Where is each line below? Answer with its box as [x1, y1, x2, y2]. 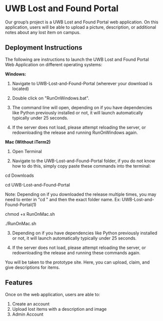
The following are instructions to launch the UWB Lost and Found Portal [5, 57, 149, 62]
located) [12, 86, 29, 92]
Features [5, 279, 33, 287]
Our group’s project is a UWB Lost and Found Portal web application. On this [5, 19, 159, 25]
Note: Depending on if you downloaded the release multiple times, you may [5, 191, 157, 197]
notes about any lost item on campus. [5, 29, 81, 35]
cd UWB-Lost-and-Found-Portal [5, 182, 70, 188]
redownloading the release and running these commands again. [12, 249, 141, 256]
